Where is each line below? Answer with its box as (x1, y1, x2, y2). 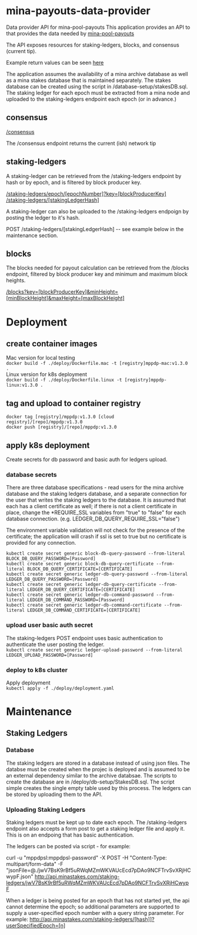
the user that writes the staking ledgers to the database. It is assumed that (6, 496, 186, 503)
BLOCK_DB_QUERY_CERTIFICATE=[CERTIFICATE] (27, 566, 133, 572)
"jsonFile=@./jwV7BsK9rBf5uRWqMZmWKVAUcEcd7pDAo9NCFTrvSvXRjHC (6, 867, 191, 874)
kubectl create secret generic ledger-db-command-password (6, 592, 154, 598)
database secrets (6, 470, 57, 479)
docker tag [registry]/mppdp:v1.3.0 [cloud (6, 414, 115, 420)
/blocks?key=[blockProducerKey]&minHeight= (6, 288, 119, 295)
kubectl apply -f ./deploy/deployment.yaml (6, 685, 115, 691)
